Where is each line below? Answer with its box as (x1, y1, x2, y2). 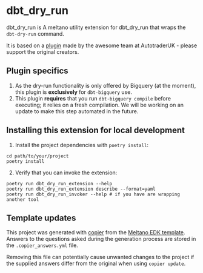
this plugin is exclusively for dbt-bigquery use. (15, 88, 132, 96)
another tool (6, 196, 39, 203)
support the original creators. (6, 48, 79, 55)
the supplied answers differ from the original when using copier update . (6, 260, 186, 267)
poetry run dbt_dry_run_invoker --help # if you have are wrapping (6, 191, 181, 197)
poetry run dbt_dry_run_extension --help (6, 180, 113, 186)
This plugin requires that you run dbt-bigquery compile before (15, 94, 171, 102)
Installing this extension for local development (6, 125, 185, 136)
